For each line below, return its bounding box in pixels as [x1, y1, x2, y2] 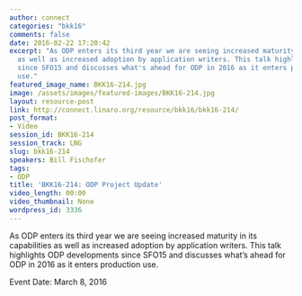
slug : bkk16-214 [9, 147, 70, 156]
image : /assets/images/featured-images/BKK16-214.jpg [9, 88, 216, 97]
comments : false [9, 30, 70, 39]
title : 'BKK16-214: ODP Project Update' [9, 181, 164, 190]
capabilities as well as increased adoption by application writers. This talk [9, 239, 281, 250]
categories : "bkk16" [9, 22, 87, 31]
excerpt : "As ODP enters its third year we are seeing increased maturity [9, 47, 296, 56]
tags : [9, 164, 30, 173]
